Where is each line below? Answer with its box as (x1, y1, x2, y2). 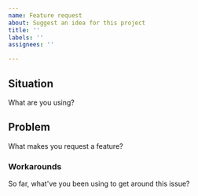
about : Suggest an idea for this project (8, 19, 146, 27)
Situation (8, 76, 53, 91)
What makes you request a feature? (8, 141, 123, 150)
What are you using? (8, 98, 75, 107)
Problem (8, 120, 51, 134)
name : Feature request (8, 11, 82, 20)
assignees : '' (8, 41, 55, 49)
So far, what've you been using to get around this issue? (8, 179, 190, 189)
